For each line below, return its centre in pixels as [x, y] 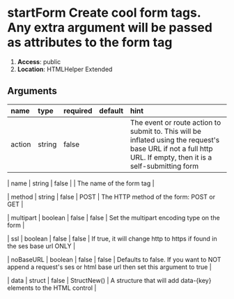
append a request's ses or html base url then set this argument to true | [110, 267]
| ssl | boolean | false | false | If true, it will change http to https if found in [112, 238]
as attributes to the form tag [90, 43]
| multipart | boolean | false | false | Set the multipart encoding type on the [114, 217]
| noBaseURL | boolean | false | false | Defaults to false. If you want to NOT [114, 259]
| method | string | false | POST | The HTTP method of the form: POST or [111, 197]
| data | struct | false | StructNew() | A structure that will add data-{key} [109, 280]
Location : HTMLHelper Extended [65, 69]
